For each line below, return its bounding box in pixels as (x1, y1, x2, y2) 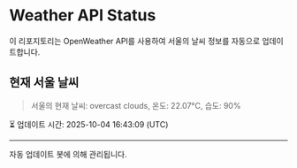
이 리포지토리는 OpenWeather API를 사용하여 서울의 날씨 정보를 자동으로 (9, 35, 261, 46)
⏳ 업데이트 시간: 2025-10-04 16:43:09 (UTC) (9, 118, 169, 129)
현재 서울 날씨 (9, 75, 80, 90)
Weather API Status (9, 5, 156, 26)
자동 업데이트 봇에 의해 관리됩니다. (9, 149, 127, 159)
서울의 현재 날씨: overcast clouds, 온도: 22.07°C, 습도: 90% (30, 100, 241, 111)
